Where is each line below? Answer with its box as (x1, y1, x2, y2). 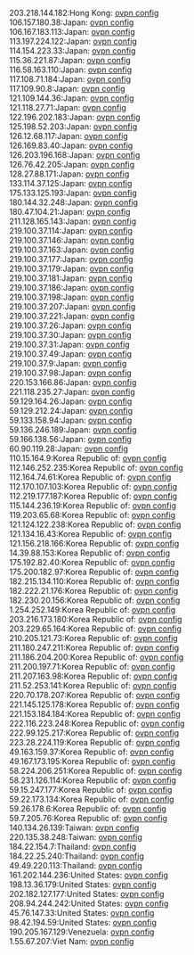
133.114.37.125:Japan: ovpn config (9, 178, 133, 188)
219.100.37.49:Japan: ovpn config (9, 349, 132, 359)
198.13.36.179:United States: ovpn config (9, 879, 158, 890)
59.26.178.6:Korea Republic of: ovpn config (9, 803, 167, 814)
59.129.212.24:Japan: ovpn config (9, 406, 133, 416)
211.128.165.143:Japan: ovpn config (9, 216, 136, 226)
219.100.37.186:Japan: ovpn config (9, 283, 135, 292)
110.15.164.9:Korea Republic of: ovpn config (9, 453, 167, 463)
